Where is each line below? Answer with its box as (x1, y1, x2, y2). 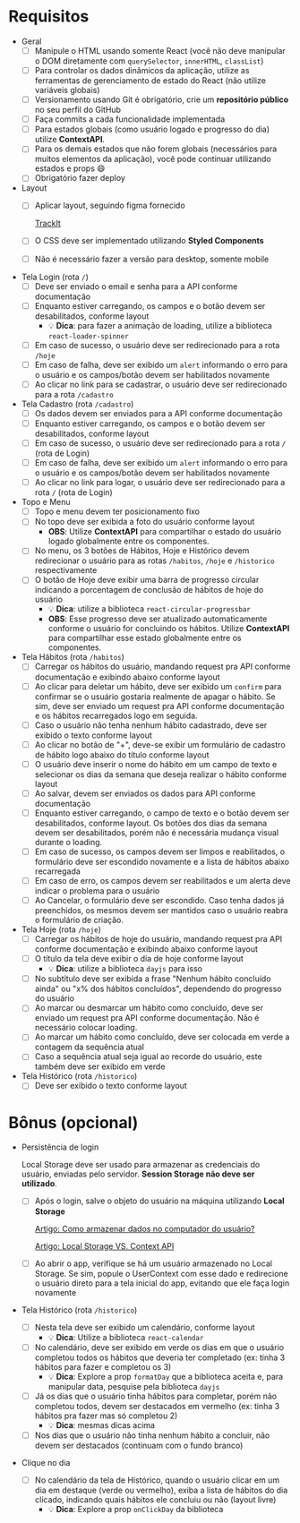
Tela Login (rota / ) (21, 271, 89, 282)
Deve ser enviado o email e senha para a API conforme (34, 280, 238, 292)
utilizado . (21, 1178, 57, 1189)
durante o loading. (34, 836, 103, 847)
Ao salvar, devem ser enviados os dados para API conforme (34, 788, 256, 799)
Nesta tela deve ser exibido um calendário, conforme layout (34, 1322, 256, 1332)
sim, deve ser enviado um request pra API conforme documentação (34, 700, 285, 711)
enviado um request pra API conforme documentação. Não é (34, 1013, 260, 1023)
